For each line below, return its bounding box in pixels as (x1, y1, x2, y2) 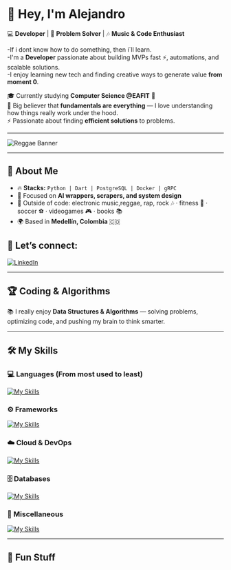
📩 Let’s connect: (7, 240, 78, 252)
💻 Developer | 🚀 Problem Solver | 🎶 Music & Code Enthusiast (7, 29, 185, 37)
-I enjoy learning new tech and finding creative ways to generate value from (7, 70, 223, 79)
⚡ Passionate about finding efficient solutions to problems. (7, 116, 175, 125)
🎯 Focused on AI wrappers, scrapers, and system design (16, 191, 182, 199)
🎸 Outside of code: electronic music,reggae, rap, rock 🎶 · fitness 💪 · (16, 199, 208, 207)
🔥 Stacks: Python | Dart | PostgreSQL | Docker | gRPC (16, 183, 177, 192)
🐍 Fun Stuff (7, 551, 56, 563)
